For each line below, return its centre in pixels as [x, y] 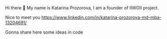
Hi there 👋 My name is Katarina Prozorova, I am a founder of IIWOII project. [82, 8]
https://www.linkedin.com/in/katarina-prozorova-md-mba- [102, 17]
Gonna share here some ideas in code [44, 32]
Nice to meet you [23, 17]
